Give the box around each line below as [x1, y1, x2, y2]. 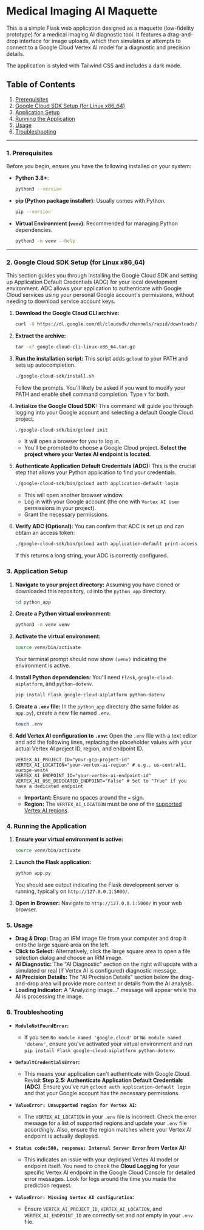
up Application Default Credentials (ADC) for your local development [6, 278, 178, 285]
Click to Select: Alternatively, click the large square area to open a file [15, 948, 191, 955]
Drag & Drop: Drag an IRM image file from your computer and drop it [15, 935, 187, 942]
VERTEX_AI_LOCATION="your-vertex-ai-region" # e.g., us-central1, [15, 762, 187, 768]
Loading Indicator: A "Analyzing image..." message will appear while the [15, 987, 197, 994]
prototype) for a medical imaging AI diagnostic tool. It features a [6, 30, 166, 38]
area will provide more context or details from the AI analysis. [40, 980, 194, 987]
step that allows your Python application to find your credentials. [15, 469, 177, 476]
